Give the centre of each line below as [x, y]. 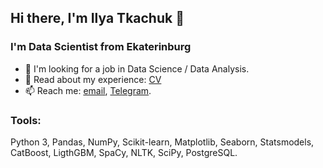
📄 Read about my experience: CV [93, 79]
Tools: [26, 120]
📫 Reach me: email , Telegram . [88, 90]
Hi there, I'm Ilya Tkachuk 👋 [97, 18]
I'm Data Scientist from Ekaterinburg [101, 47]
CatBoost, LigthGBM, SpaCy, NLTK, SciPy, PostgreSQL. [124, 152]
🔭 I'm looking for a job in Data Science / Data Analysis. [137, 68]
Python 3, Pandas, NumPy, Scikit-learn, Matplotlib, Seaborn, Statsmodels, [162, 142]
